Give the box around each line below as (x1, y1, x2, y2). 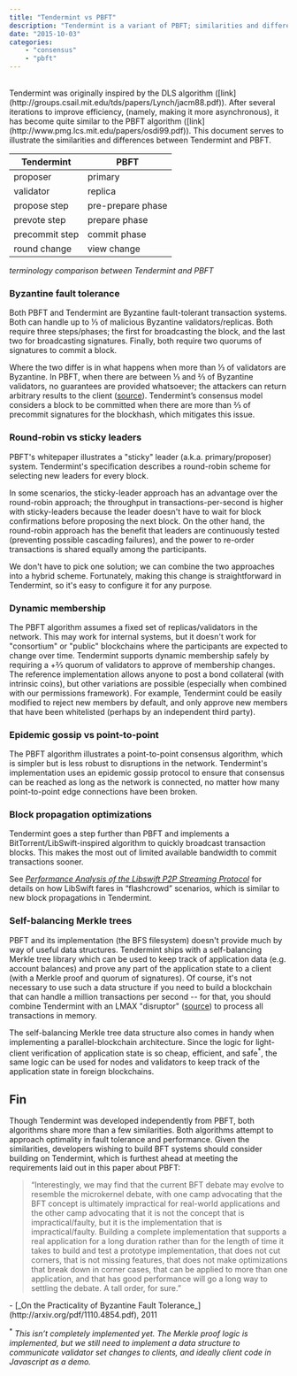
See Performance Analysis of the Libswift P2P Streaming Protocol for (9, 873, 263, 885)
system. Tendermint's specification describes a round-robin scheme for (9, 461, 271, 472)
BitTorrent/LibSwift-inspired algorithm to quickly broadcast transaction (9, 838, 266, 849)
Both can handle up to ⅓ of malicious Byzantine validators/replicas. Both (9, 317, 274, 327)
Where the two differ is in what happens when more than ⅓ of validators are (9, 362, 286, 373)
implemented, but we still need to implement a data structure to (9, 1337, 240, 1348)
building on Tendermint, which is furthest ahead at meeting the (9, 1153, 239, 1164)
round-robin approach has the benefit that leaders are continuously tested (9, 525, 280, 535)
